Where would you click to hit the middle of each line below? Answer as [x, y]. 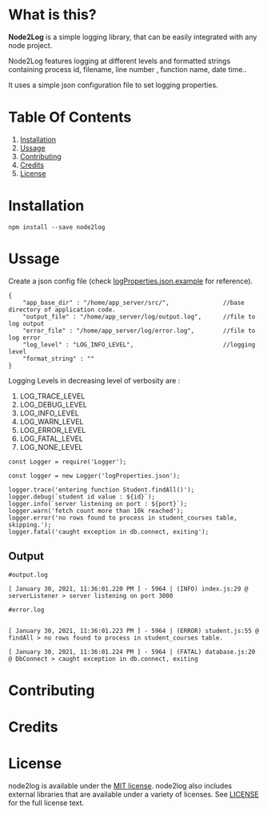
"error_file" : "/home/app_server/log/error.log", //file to [139, 331]
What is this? [53, 15]
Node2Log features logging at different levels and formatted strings [120, 61]
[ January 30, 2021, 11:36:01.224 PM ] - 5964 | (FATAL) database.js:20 [132, 652]
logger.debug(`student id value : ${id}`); [82, 497]
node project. [30, 45]
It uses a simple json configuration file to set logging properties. [113, 85]
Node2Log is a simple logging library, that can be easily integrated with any [133, 37]
